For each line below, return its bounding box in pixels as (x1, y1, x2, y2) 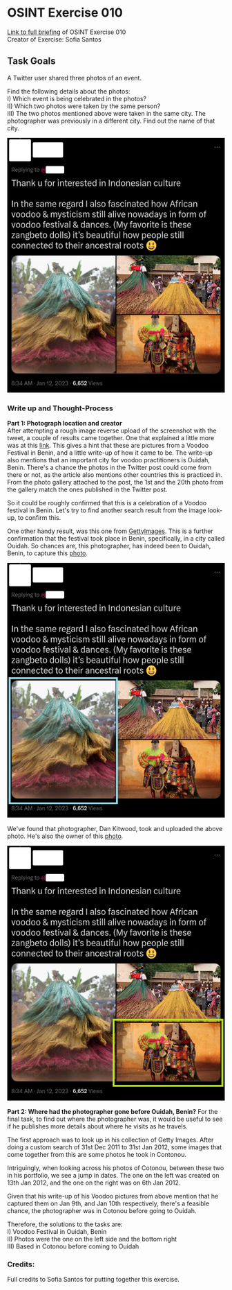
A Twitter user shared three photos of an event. (7, 73, 142, 82)
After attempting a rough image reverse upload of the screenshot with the (7, 426, 217, 435)
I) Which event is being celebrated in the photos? (7, 94, 147, 103)
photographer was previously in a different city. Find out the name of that (7, 116, 215, 125)
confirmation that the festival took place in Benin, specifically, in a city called (7, 534, 225, 543)
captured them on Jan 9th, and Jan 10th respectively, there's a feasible (7, 1199, 209, 1208)
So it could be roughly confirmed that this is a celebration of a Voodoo (7, 499, 207, 507)
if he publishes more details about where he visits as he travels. (7, 1122, 188, 1131)
